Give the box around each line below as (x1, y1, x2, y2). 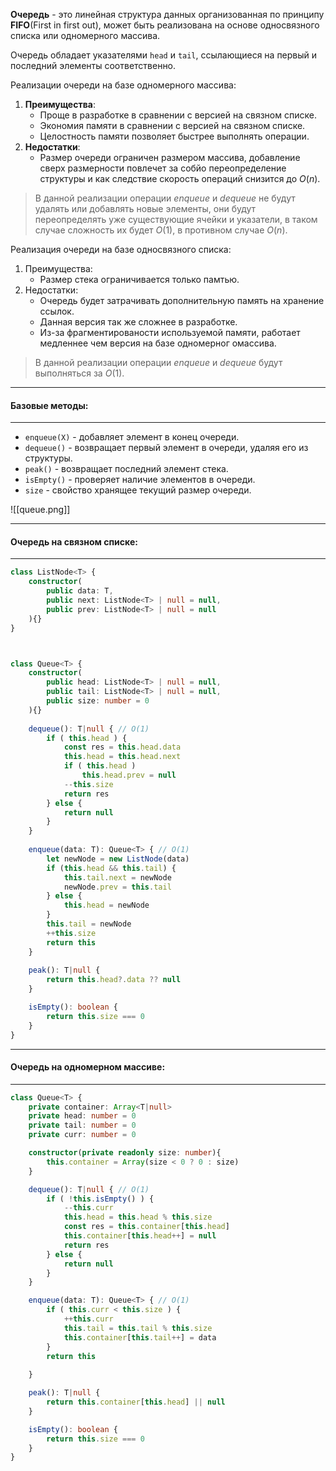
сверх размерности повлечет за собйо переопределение (39, 162, 287, 174)
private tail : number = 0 (28, 1120, 137, 1131)
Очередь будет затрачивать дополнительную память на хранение (39, 295, 325, 306)
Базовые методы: (10, 399, 89, 411)
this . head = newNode (63, 900, 150, 911)
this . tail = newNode (46, 919, 132, 929)
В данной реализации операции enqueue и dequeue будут (34, 357, 283, 368)
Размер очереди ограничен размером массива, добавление (39, 152, 301, 163)
